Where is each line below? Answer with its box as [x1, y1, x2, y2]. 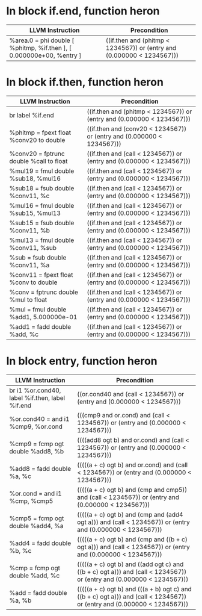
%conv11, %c [9, 191, 50, 200]
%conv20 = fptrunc [9, 149, 65, 158]
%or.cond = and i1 [9, 489, 62, 497]
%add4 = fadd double [9, 539, 72, 547]
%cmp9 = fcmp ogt [9, 440, 64, 448]
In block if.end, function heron [6, 4, 161, 18]
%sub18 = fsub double [9, 184, 75, 192]
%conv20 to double [9, 135, 66, 144]
